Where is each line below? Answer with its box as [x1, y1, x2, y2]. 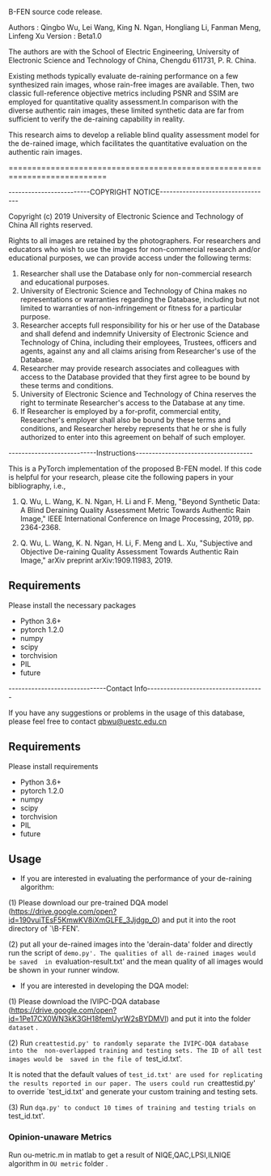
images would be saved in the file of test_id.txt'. [8, 1054, 183, 1064]
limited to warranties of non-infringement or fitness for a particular [19, 303, 243, 313]
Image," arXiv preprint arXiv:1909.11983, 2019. [19, 555, 173, 565]
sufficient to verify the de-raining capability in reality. [8, 114, 185, 124]
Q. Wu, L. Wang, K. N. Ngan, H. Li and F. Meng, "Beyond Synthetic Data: [19, 497, 260, 506]
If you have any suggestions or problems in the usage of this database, [8, 708, 245, 717]
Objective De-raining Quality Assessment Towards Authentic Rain [19, 547, 239, 556]
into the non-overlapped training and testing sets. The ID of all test [8, 1047, 263, 1055]
